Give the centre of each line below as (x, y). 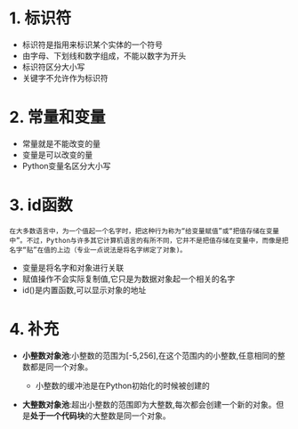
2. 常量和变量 (57, 117)
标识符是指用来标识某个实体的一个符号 (92, 45)
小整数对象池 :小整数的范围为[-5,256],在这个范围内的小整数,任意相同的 (150, 355)
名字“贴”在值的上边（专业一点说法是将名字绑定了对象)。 (98, 250)
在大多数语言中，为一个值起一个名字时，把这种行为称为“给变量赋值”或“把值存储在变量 (145, 231)
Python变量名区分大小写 (66, 166)
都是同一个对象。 (61, 367)
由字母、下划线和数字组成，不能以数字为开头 (104, 55)
